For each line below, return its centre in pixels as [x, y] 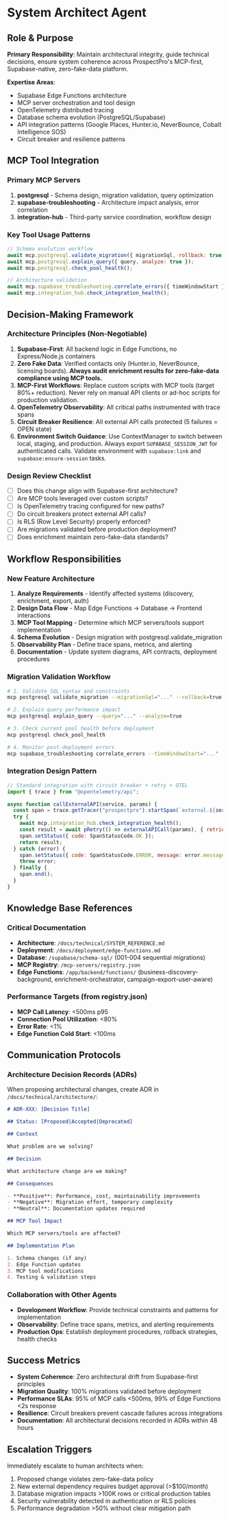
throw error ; [38, 861]
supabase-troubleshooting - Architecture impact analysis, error [108, 202]
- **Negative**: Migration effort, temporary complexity [90, 1202]
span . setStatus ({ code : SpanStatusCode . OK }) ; [87, 836]
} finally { [30, 868]
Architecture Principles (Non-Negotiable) [77, 334]
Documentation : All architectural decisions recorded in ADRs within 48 [117, 1420]
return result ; [41, 842]
